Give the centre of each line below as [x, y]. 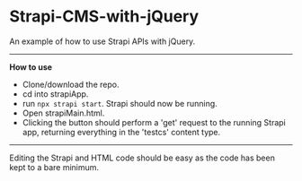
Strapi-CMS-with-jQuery [104, 17]
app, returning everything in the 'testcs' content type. [121, 132]
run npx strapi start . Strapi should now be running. [120, 103]
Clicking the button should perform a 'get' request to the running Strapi [154, 122]
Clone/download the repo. [71, 84]
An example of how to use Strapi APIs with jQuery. [102, 41]
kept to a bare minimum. [54, 167]
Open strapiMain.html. [63, 113]
